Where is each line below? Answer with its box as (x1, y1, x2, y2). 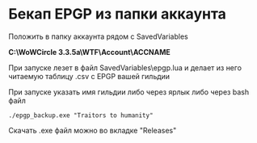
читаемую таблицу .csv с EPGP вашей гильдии (8, 71, 171, 81)
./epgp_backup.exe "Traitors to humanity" (8, 111, 154, 120)
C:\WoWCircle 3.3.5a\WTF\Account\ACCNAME (8, 47, 171, 57)
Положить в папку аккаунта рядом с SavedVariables (8, 32, 188, 41)
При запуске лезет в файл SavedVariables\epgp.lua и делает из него (8, 62, 242, 73)
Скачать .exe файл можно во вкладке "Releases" (8, 125, 177, 135)
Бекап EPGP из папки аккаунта (8, 5, 226, 23)
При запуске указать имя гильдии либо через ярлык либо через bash (8, 86, 249, 97)
